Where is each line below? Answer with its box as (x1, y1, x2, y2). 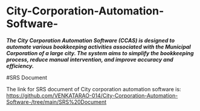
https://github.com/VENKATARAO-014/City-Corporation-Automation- (6, 92, 178, 99)
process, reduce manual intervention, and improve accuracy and (6, 56, 173, 63)
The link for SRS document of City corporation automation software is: (6, 85, 181, 92)
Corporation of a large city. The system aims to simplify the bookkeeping (6, 49, 195, 56)
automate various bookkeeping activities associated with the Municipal (6, 43, 192, 50)
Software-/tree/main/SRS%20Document (6, 98, 107, 106)
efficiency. (6, 62, 34, 70)
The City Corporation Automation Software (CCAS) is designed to (6, 37, 175, 44)
